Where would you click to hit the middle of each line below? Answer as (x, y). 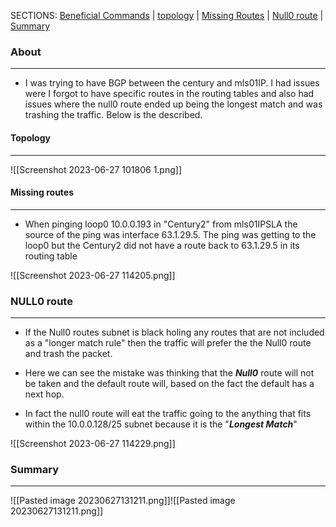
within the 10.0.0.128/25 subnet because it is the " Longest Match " (161, 424)
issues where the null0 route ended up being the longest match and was (173, 104)
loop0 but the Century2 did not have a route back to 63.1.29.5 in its (162, 245)
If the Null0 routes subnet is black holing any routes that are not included (174, 332)
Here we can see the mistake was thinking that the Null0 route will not (169, 373)
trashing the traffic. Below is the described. (113, 115)
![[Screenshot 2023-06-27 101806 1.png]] (96, 169)
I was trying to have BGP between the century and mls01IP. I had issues (172, 83)
